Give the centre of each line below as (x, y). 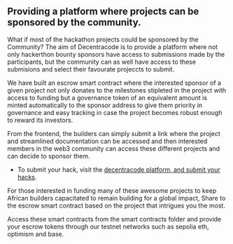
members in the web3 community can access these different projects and (114, 148)
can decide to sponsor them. (49, 156)
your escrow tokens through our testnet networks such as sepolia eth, (108, 226)
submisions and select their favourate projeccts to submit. (91, 69)
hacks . (27, 177)
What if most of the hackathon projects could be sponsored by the (103, 39)
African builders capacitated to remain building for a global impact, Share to (116, 198)
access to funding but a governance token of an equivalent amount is (107, 97)
